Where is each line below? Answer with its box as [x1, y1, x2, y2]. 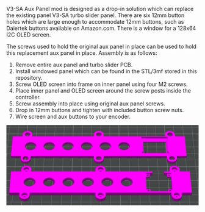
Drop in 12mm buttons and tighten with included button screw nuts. [15, 107, 184, 113]
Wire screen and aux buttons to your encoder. [15, 113, 131, 120]
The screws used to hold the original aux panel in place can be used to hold [6, 43, 197, 50]
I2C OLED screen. [6, 31, 51, 38]
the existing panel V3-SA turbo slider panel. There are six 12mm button [6, 12, 185, 19]
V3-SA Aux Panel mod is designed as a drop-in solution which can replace [6, 5, 194, 12]
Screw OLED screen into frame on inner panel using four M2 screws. [15, 80, 188, 88]
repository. [15, 74, 43, 81]
